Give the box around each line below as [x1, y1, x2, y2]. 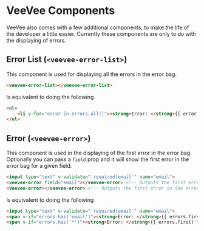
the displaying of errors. [6, 36, 67, 44]
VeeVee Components [6, 4, 115, 18]
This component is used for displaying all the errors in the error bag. [6, 71, 177, 78]
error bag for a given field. [6, 162, 72, 170]
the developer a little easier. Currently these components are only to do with [6, 30, 196, 37]
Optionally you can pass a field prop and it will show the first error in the [6, 156, 189, 163]
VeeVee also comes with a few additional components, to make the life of [6, 24, 189, 31]
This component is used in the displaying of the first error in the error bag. [6, 150, 192, 157]
